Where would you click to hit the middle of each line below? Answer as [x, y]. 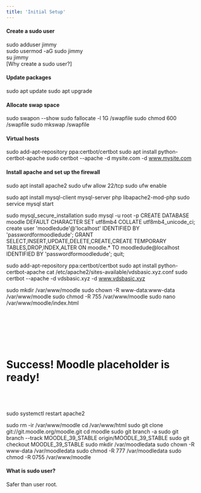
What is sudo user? [31, 471]
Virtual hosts [23, 138]
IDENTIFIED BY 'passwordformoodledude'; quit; [66, 253]
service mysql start [30, 203]
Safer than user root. [32, 484]
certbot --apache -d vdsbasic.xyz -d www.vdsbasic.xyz [76, 278]
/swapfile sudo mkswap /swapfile [48, 125]
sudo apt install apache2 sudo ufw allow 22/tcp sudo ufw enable [87, 185]
